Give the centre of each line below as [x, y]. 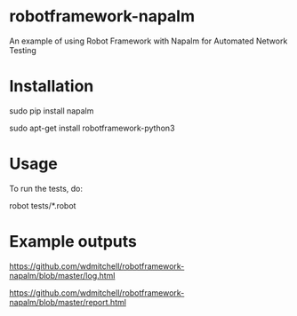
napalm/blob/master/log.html [62, 275]
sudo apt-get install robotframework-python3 [92, 128]
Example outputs [73, 241]
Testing [23, 50]
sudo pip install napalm [52, 111]
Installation [52, 87]
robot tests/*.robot [43, 205]
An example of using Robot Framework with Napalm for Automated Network [148, 41]
